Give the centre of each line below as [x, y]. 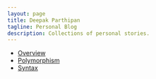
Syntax [28, 68]
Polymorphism [38, 61]
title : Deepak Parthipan [44, 20]
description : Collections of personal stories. [79, 33]
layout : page [26, 14]
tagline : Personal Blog [42, 27]
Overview [31, 53]
